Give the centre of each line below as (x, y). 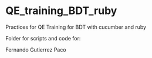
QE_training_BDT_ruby (61, 11)
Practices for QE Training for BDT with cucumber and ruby (76, 27)
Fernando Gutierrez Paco (36, 50)
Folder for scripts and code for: (43, 38)
